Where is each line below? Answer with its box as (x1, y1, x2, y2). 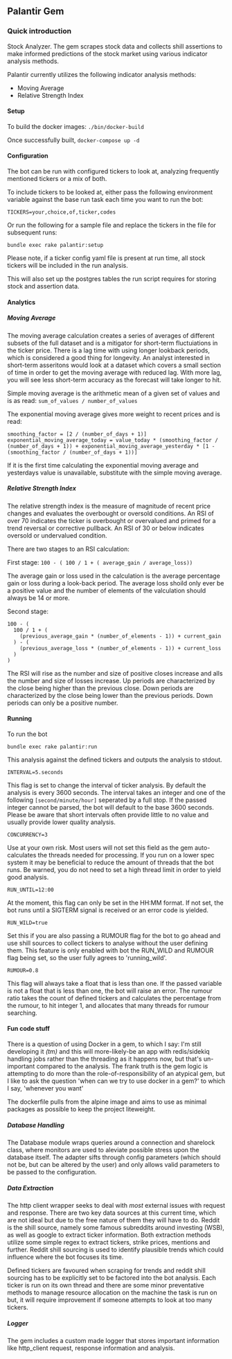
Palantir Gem (7, 6, 64, 17)
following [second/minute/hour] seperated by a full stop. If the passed (7, 796, 207, 804)
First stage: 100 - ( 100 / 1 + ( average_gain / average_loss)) (7, 558, 193, 566)
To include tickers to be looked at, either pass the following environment (7, 188, 213, 196)
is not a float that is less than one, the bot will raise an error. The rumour (7, 986, 213, 995)
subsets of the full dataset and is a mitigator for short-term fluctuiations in (7, 339, 218, 347)
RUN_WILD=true (7, 919, 48, 926)
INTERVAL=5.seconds (7, 769, 64, 776)
